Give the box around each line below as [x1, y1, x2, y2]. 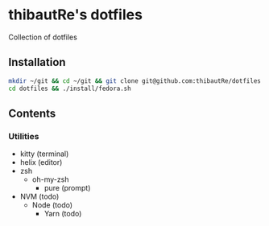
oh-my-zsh [31, 175, 69, 184]
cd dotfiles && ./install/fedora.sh [8, 84, 131, 92]
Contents [8, 106, 56, 120]
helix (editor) [19, 158, 63, 167]
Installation [8, 55, 66, 69]
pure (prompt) [43, 183, 91, 193]
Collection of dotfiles [8, 32, 78, 42]
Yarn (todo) [43, 209, 82, 219]
